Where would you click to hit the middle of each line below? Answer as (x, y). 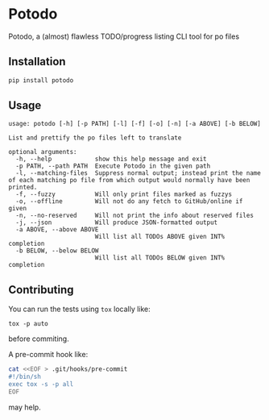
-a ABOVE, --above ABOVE (57, 230)
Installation (37, 62)
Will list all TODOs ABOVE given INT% (160, 237)
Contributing (41, 290)
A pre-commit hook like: (48, 355)
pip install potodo (41, 80)
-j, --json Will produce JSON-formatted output (117, 222)
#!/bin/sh (25, 377)
